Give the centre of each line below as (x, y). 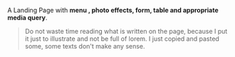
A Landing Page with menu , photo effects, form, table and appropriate (113, 10)
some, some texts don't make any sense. (85, 46)
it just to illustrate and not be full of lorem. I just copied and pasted (122, 39)
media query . (27, 18)
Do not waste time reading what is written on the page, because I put (126, 31)
